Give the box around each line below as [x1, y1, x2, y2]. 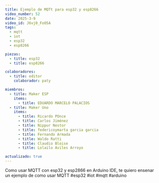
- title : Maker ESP [9, 91, 49, 97]
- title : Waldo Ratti [17, 136, 62, 141]
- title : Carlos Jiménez [17, 119, 68, 124]
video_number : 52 [5, 12, 40, 16]
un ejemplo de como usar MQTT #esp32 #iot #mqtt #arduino [5, 172, 127, 178]
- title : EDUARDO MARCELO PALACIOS [17, 100, 90, 105]
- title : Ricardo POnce [17, 114, 66, 119]
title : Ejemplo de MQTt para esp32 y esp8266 [5, 7, 98, 12]
